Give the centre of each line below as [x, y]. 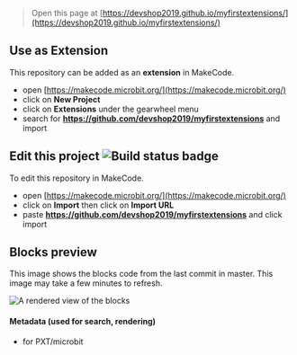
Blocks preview [53, 252]
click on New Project [61, 99]
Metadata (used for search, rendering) [82, 322]
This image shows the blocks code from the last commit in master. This [141, 274]
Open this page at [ [67, 13]
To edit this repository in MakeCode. [76, 178]
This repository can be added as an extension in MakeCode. [122, 72]
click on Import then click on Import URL [98, 205]
